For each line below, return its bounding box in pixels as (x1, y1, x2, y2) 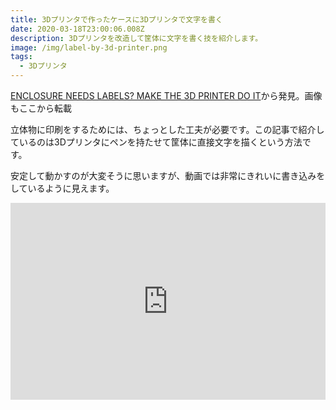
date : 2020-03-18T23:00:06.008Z (10, 24, 145, 34)
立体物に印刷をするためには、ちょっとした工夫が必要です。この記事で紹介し (10, 124, 325, 135)
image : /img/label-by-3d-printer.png (10, 42, 168, 53)
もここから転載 (10, 102, 72, 114)
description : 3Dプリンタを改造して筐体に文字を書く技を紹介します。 (10, 33, 263, 43)
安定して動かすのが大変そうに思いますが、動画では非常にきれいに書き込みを (10, 170, 326, 181)
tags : (10, 52, 33, 62)
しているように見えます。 (10, 182, 115, 194)
